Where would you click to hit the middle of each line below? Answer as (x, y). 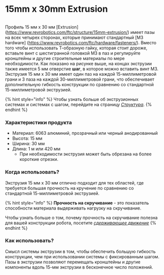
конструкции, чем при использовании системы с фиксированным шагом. (82, 256)
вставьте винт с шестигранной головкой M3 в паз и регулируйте (73, 53)
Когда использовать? (32, 172)
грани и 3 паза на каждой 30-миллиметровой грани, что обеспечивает (80, 79)
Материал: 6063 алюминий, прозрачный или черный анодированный (85, 133)
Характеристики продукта (38, 122)
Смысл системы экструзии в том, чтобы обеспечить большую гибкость (80, 251)
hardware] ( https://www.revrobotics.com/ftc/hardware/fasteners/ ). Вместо (81, 42)
